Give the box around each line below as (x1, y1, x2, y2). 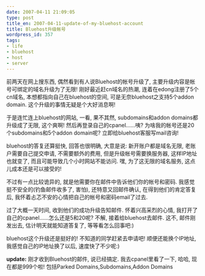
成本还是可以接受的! (11, 165, 62, 172)
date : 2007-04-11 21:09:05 (6, 9, 75, 15)
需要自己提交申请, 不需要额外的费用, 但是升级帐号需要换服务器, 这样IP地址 (11, 149, 198, 157)
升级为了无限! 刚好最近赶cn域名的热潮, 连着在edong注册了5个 (43, 85, 199, 92)
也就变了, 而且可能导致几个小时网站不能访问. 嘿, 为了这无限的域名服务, (6, 157, 184, 165)
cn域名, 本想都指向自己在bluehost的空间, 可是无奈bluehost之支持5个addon (6, 93, 195, 100)
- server (6, 60, 29, 66)
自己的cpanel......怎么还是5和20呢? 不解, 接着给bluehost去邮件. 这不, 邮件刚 (6, 214, 196, 221)
